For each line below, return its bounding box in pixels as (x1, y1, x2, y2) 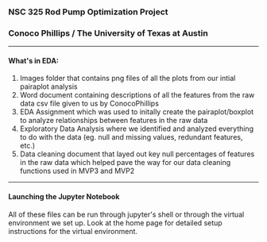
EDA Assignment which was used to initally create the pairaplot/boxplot (19, 107, 254, 117)
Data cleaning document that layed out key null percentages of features (19, 149, 255, 159)
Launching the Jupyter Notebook (8, 192, 120, 202)
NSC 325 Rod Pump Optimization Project (8, 6, 168, 17)
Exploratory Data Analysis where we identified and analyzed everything (19, 124, 254, 133)
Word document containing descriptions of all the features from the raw (19, 90, 255, 100)
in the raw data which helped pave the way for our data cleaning (19, 158, 231, 167)
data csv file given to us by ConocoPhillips (19, 98, 159, 109)
